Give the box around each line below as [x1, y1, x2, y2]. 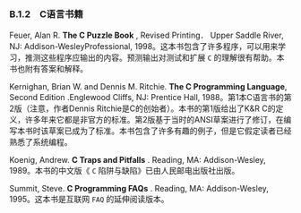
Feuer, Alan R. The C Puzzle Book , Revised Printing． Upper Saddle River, [9, 30, 284, 41]
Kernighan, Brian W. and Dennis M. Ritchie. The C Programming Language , [9, 81, 288, 92]
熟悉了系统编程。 [9, 137, 73, 148]
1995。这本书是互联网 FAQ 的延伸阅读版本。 [9, 194, 169, 205]
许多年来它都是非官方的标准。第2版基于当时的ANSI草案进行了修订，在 [24, 115, 284, 125]
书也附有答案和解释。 [9, 64, 88, 74]
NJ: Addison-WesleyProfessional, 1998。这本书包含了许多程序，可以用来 [9, 41, 279, 52]
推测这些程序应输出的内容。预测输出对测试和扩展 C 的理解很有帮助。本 [24, 52, 285, 64]
